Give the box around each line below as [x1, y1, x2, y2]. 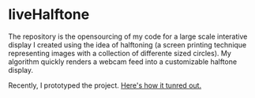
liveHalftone [8, 6, 90, 24]
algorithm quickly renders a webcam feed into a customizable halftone [8, 57, 238, 66]
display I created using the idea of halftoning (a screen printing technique [8, 40, 247, 49]
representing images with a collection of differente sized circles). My [8, 48, 231, 58]
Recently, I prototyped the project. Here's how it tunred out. [8, 81, 202, 90]
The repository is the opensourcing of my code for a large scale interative [8, 32, 248, 41]
